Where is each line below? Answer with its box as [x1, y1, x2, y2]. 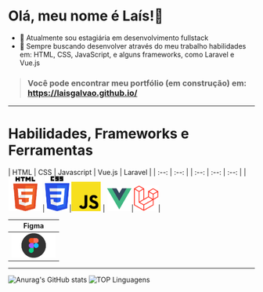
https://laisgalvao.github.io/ [27, 87, 138, 98]
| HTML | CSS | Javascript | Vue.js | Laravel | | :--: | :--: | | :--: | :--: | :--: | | [8, 168, 247, 177]
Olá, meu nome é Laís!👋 [8, 7, 164, 25]
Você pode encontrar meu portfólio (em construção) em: [27, 78, 247, 89]
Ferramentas [8, 141, 94, 159]
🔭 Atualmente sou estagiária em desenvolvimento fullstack [19, 33, 209, 42]
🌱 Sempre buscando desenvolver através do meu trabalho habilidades [19, 41, 247, 50]
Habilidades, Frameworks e [8, 125, 189, 143]
